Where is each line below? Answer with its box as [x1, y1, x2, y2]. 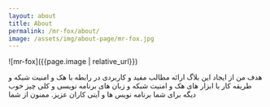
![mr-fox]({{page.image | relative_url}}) [8, 57, 138, 66]
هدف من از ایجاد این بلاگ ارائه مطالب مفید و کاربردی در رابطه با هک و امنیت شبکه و [8, 72, 263, 82]
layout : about [8, 11, 57, 20]
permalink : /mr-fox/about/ [8, 27, 100, 35]
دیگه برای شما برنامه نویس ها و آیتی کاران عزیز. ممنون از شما [8, 90, 197, 100]
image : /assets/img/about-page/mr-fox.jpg [8, 34, 155, 43]
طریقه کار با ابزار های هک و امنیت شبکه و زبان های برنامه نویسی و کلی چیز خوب [8, 81, 252, 91]
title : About [8, 19, 53, 28]
